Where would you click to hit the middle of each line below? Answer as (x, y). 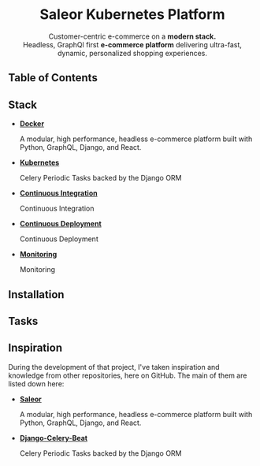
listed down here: (36, 383)
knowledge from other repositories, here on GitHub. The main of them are (128, 375)
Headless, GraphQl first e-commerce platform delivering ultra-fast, (132, 44)
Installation (36, 295)
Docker (32, 124)
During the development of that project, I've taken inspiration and (114, 367)
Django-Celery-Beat (54, 438)
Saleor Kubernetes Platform (132, 15)
